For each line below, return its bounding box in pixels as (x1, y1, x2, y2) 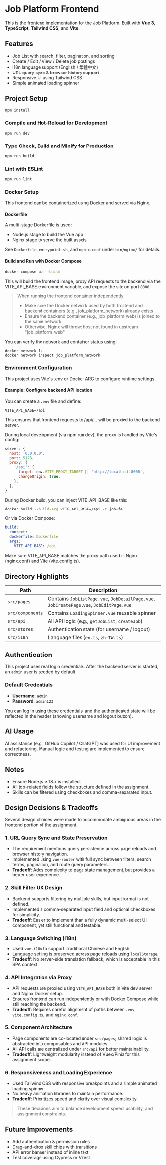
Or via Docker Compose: (5, 515, 55, 521)
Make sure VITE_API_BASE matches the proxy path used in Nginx (5, 552, 138, 558)
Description (89, 587, 118, 594)
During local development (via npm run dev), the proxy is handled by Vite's (5, 431, 158, 437)
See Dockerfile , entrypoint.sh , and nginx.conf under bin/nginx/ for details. (5, 247, 161, 253)
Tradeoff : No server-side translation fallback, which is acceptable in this (12, 956, 160, 962)
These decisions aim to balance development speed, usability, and (17, 1105, 153, 1111)
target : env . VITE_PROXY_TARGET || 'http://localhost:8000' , (18, 469, 145, 475)
